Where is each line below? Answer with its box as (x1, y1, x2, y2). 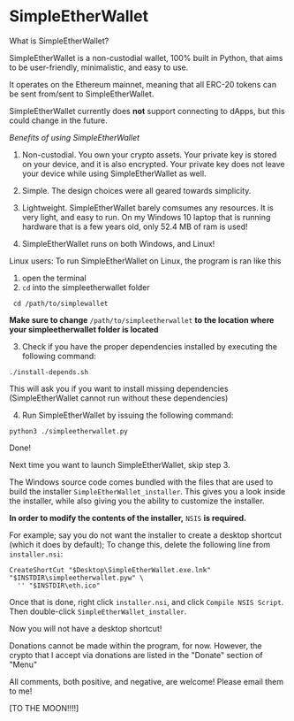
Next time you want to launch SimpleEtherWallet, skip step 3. (9, 459, 231, 470)
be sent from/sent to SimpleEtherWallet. (9, 88, 155, 99)
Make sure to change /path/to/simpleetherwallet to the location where (9, 314, 275, 325)
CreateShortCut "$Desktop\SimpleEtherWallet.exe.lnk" (9, 565, 212, 574)
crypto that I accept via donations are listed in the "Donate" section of (9, 649, 263, 660)
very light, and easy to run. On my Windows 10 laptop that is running (21, 211, 271, 222)
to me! (9, 686, 33, 696)
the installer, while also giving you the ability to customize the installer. (9, 495, 265, 506)
